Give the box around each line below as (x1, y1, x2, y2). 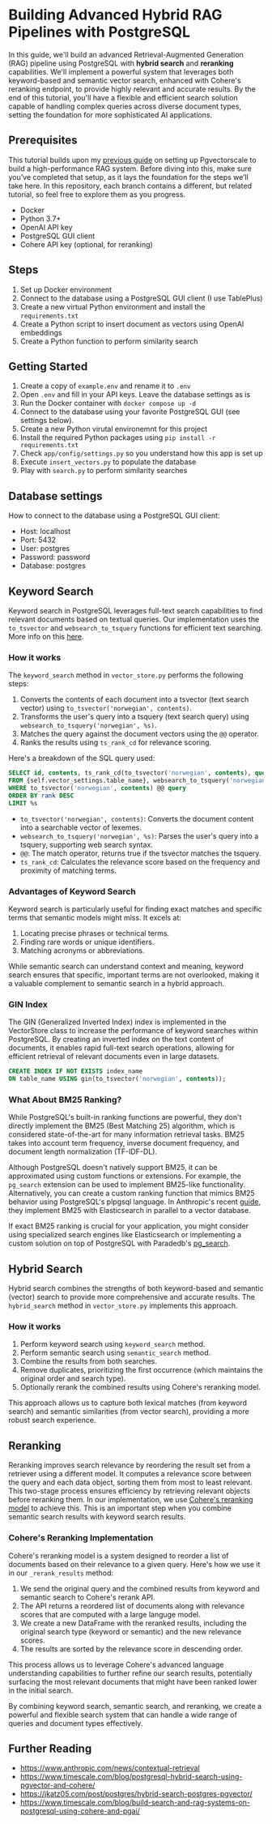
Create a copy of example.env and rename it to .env (19, 381, 191, 391)
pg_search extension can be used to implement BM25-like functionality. (8, 1180, 245, 1190)
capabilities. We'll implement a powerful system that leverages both (8, 66, 234, 76)
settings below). (19, 416, 74, 425)
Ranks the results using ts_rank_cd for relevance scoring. (19, 737, 212, 747)
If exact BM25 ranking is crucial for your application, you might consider (8, 1221, 249, 1231)
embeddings (19, 327, 62, 337)
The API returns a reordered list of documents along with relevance (19, 1600, 245, 1610)
